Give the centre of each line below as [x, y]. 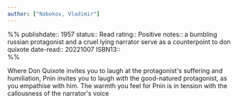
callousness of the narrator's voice [58, 93]
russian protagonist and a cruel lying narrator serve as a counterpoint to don [119, 42]
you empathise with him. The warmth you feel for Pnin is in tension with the [117, 85]
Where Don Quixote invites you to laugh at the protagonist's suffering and [115, 70]
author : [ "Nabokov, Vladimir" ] [54, 14]
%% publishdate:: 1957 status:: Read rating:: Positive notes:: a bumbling [112, 34]
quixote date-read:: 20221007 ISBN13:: [64, 49]
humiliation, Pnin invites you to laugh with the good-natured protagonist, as [117, 78]
